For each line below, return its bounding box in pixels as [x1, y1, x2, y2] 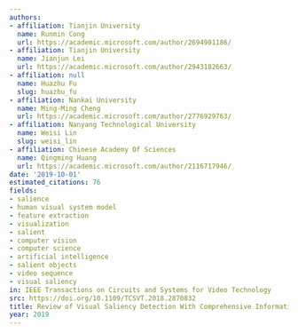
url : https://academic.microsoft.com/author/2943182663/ [17, 63, 232, 72]
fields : [9, 186, 38, 195]
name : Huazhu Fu [17, 79, 77, 88]
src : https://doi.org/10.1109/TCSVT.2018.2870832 [9, 294, 197, 303]
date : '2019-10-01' [9, 170, 82, 178]
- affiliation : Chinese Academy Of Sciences [9, 145, 176, 154]
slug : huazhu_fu [17, 87, 77, 96]
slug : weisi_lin [17, 137, 77, 146]
